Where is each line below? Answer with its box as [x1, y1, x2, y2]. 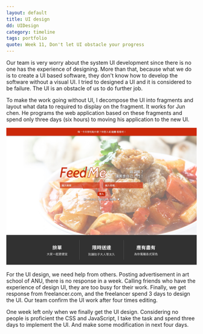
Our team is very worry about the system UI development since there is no [6, 59, 192, 66]
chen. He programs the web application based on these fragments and [6, 110, 182, 116]
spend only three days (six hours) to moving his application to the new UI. [6, 116, 190, 123]
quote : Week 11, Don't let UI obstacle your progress [6, 42, 145, 48]
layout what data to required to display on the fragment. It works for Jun [6, 103, 185, 110]
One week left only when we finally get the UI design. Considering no [6, 309, 179, 316]
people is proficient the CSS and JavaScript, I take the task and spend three [6, 315, 195, 322]
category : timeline [6, 29, 56, 35]
